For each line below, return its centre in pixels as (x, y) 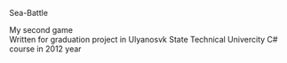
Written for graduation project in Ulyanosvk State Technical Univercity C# (143, 39)
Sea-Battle (29, 13)
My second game (41, 30)
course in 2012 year (45, 49)
